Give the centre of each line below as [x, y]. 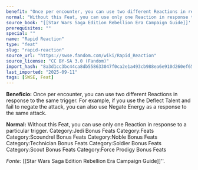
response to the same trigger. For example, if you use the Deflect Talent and [98, 100]
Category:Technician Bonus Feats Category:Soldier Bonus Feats [84, 143]
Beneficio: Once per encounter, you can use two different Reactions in [92, 94]
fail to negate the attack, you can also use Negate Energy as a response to [96, 107]
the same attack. [27, 113]
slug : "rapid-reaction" [35, 50]
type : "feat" [22, 45]
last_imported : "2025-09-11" [42, 72]
